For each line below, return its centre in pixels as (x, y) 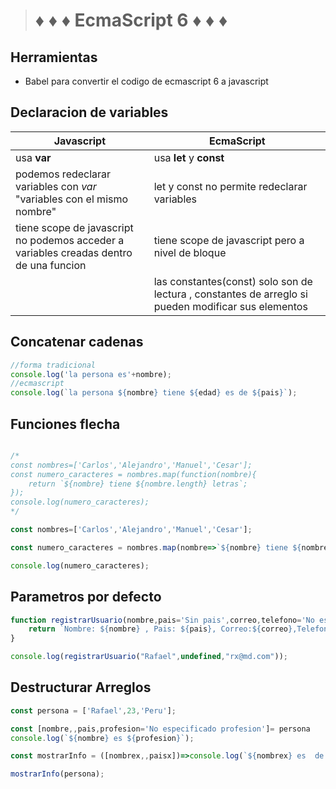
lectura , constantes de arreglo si (230, 294)
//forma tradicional (53, 365)
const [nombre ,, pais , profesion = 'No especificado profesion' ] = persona (160, 729)
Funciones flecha (65, 424)
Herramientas (54, 57)
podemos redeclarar (63, 174)
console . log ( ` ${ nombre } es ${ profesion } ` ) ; (102, 738)
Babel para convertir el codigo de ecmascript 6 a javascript (146, 81)
